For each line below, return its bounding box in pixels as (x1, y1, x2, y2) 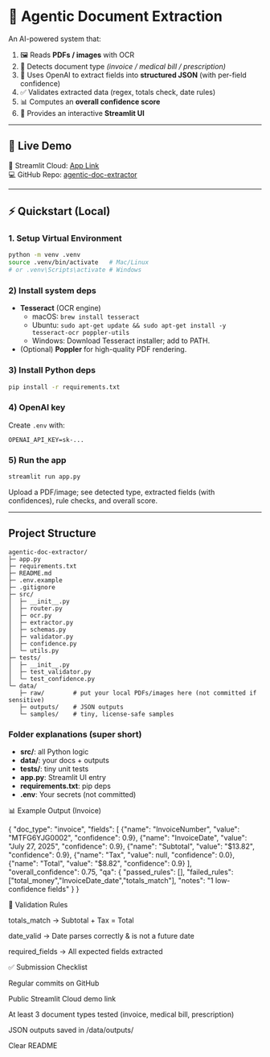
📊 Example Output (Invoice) (8, 806, 102, 815)
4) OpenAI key (8, 402, 66, 413)
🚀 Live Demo (8, 139, 72, 153)
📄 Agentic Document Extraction (8, 7, 223, 26)
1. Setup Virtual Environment (8, 233, 122, 244)
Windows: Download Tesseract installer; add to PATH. (31, 336, 211, 345)
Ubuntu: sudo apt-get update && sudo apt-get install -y (31, 320, 227, 330)
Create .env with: (8, 420, 66, 430)
